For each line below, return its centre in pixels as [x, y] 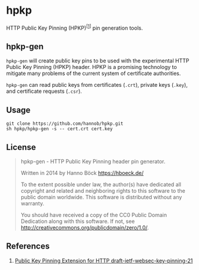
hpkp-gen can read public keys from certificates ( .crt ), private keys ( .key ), [97, 85]
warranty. [32, 203]
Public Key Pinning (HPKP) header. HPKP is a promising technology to [91, 67]
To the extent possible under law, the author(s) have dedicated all [101, 184]
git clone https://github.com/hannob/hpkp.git [65, 124]
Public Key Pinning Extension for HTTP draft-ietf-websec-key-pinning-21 [104, 260]
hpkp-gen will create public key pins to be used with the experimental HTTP [98, 61]
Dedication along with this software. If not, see [78, 221]
